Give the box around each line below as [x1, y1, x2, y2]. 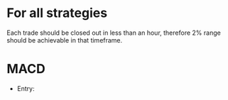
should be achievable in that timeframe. [6, 35, 123, 44]
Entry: [16, 84, 35, 93]
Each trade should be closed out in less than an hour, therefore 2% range [6, 28, 221, 37]
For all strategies [6, 5, 108, 21]
